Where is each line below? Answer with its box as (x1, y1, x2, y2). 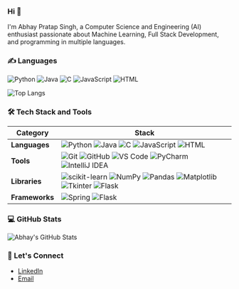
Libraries (11, 176, 42, 186)
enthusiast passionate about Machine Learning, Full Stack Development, (7, 30, 219, 38)
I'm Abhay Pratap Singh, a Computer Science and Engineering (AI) (7, 23, 202, 31)
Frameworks (11, 192, 55, 202)
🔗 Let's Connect (7, 251, 64, 261)
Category (16, 127, 49, 137)
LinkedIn (17, 267, 43, 275)
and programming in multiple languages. (7, 38, 126, 46)
